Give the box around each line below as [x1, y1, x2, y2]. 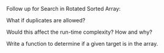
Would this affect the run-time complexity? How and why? [6, 28, 153, 36]
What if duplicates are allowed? [6, 17, 86, 23]
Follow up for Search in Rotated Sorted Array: [6, 5, 121, 12]
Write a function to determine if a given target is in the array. [6, 40, 158, 47]
